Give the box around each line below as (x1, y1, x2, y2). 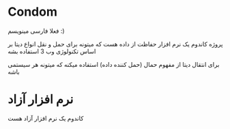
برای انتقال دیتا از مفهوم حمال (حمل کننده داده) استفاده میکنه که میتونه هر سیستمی (8, 60, 220, 68)
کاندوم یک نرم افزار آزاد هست (8, 114, 84, 122)
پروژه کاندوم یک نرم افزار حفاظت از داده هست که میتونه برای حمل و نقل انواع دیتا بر (8, 40, 223, 48)
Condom (8, 4, 57, 20)
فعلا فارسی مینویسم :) (8, 27, 65, 35)
